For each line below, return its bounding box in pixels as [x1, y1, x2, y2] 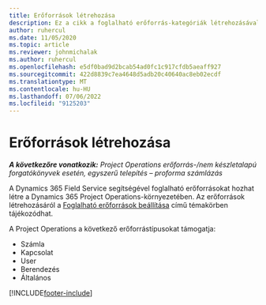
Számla [20, 239, 45, 249]
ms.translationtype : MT [9, 77, 88, 85]
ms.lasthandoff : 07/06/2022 [9, 92, 102, 100]
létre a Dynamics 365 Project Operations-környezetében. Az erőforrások [9, 192, 245, 201]
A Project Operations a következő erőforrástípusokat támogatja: [9, 224, 216, 234]
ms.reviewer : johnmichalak [9, 48, 98, 56]
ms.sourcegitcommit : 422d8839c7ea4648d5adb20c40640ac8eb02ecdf [9, 70, 222, 78]
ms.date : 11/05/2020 [9, 33, 77, 42]
